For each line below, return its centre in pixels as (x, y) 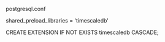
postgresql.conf (26, 9)
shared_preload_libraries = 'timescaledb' (57, 20)
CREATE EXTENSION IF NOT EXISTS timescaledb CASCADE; (82, 32)
